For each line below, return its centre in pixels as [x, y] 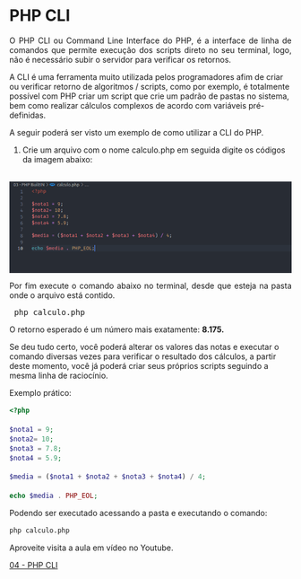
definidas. [28, 115]
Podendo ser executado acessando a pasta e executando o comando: [138, 513]
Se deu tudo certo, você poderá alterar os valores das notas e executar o [144, 347]
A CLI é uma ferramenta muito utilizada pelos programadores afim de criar [146, 76]
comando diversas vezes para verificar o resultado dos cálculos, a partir [143, 356]
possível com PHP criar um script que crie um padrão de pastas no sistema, [149, 96]
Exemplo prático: [40, 393]
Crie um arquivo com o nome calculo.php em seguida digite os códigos [154, 150]
